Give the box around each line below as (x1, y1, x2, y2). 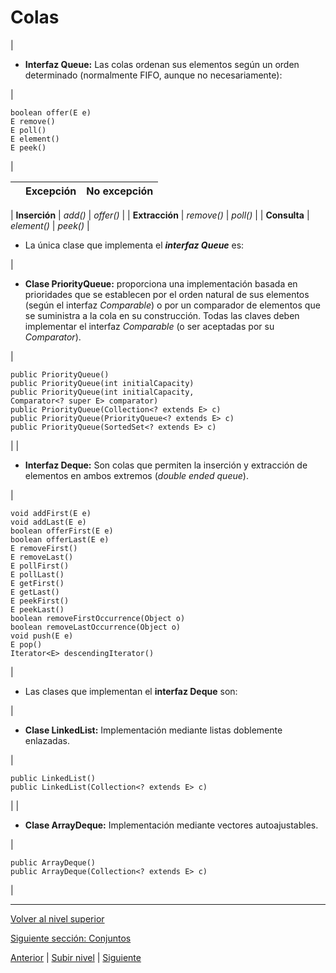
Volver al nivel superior (10, 912, 105, 925)
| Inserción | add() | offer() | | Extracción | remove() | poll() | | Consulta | (10, 209, 310, 221)
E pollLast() (10, 569, 65, 580)
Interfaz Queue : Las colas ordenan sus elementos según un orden (24, 58, 300, 70)
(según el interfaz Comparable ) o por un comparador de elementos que (24, 299, 321, 311)
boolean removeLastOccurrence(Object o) (10, 622, 182, 632)
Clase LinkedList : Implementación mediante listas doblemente (24, 724, 283, 736)
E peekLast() (10, 604, 65, 615)
